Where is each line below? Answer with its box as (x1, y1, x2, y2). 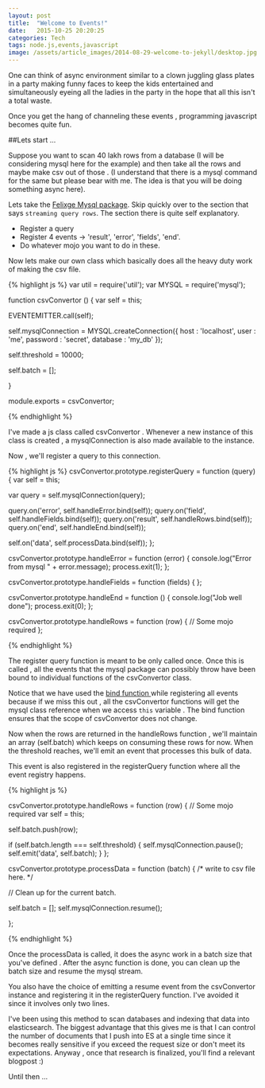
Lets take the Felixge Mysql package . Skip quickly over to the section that (8, 200, 249, 209)
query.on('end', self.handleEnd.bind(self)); (8, 523, 147, 532)
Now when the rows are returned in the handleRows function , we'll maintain (8, 729, 258, 739)
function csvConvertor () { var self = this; (8, 295, 143, 305)
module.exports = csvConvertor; (8, 396, 115, 406)
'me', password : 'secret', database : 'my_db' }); (8, 335, 163, 344)
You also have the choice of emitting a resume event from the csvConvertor (8, 982, 255, 991)
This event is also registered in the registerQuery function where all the (8, 762, 240, 770)
